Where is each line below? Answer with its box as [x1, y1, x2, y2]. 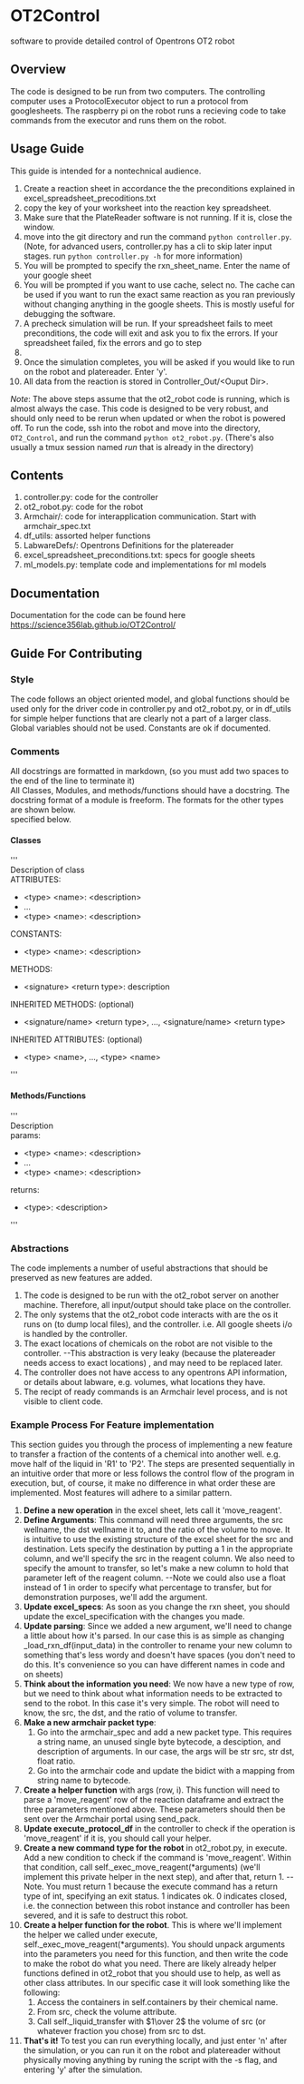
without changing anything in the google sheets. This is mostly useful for [23, 299, 295, 310]
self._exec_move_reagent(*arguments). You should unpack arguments [23, 1939, 286, 1950]
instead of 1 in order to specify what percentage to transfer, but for [23, 1582, 272, 1593]
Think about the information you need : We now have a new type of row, [23, 1678, 295, 1689]
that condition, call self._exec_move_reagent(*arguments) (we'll [23, 1862, 261, 1873]
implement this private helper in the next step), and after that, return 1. [23, 1872, 285, 1882]
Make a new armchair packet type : [23, 1717, 157, 1728]
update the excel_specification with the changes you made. [23, 1611, 245, 1622]
